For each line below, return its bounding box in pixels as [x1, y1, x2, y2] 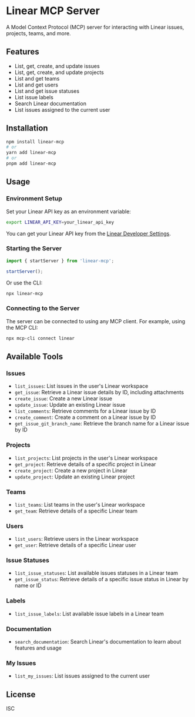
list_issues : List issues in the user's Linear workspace [14, 383, 149, 390]
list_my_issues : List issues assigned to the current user [14, 672, 150, 679]
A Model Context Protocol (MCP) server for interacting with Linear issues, [6, 24, 184, 31]
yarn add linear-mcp [6, 150, 57, 156]
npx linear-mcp [6, 290, 43, 296]
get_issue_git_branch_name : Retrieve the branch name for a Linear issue [14, 420, 190, 427]
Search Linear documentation [14, 100, 87, 107]
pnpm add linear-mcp [6, 160, 57, 167]
